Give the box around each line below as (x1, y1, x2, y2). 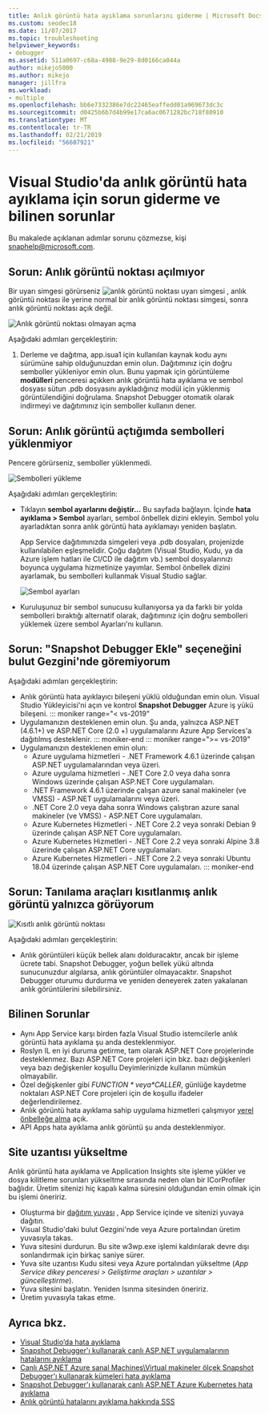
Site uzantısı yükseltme (8, 1145, 128, 1158)
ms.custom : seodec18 (8, 19, 78, 27)
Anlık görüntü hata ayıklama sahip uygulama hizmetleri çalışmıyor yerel (19, 1105, 254, 1114)
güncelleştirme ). (19, 1275, 74, 1286)
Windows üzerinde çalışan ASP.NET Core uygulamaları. (31, 776, 215, 786)
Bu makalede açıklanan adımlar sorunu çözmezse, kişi (8, 233, 187, 243)
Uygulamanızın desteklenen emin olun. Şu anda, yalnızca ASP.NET (19, 717, 240, 727)
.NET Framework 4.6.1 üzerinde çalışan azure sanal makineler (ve (31, 785, 247, 795)
